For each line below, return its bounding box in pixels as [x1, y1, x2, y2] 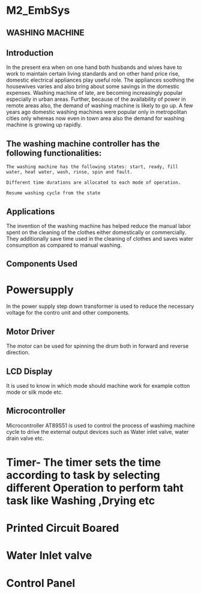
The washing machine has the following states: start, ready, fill [6, 164, 179, 170]
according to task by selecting [6, 468, 160, 482]
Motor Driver [6, 327, 55, 337]
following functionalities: [6, 148, 102, 158]
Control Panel [6, 576, 76, 590]
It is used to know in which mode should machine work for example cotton [6, 382, 190, 389]
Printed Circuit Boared [6, 522, 119, 535]
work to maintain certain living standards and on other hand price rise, [6, 70, 180, 77]
